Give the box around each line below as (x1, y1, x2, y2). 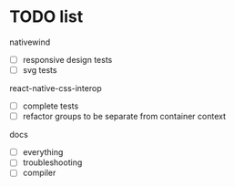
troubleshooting (22, 157, 83, 168)
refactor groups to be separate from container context (22, 111, 226, 122)
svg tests (22, 65, 57, 75)
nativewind (9, 36, 51, 47)
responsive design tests (22, 54, 113, 65)
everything (22, 147, 64, 158)
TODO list (9, 6, 84, 27)
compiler (22, 167, 56, 179)
